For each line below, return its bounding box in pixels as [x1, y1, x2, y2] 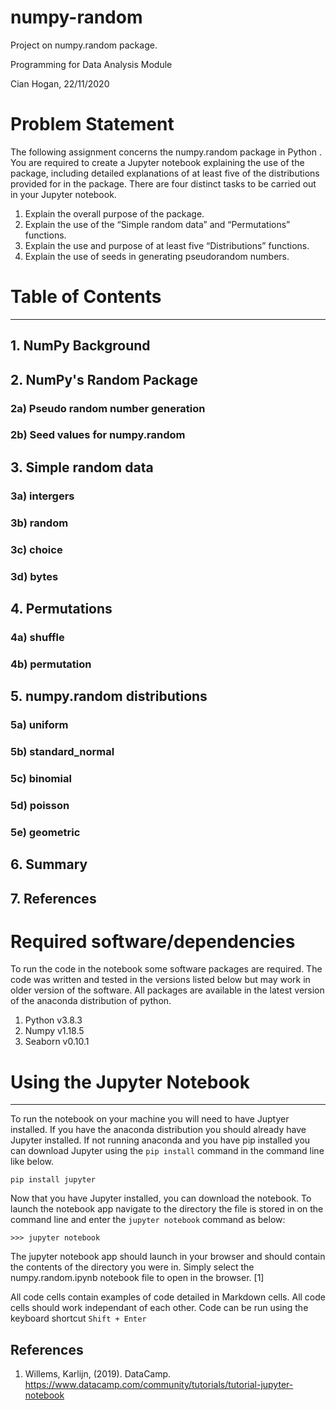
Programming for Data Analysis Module [10, 58, 173, 70]
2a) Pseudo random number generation [10, 401, 206, 415]
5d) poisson [10, 798, 70, 812]
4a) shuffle [10, 630, 65, 644]
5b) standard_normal [10, 744, 115, 758]
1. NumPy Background [10, 337, 151, 355]
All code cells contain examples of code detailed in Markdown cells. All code [10, 1291, 326, 1303]
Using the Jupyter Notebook [10, 1071, 250, 1093]
